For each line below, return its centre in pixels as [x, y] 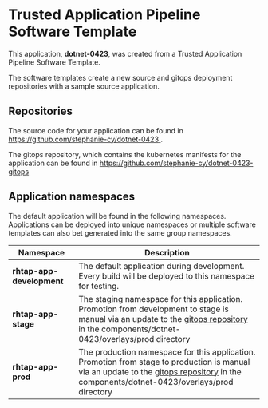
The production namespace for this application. [167, 351]
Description [167, 252]
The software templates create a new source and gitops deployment [120, 77]
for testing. [99, 286]
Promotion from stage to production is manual [164, 362]
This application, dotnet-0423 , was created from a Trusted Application [125, 53]
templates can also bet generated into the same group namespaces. [120, 232]
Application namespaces [72, 197]
